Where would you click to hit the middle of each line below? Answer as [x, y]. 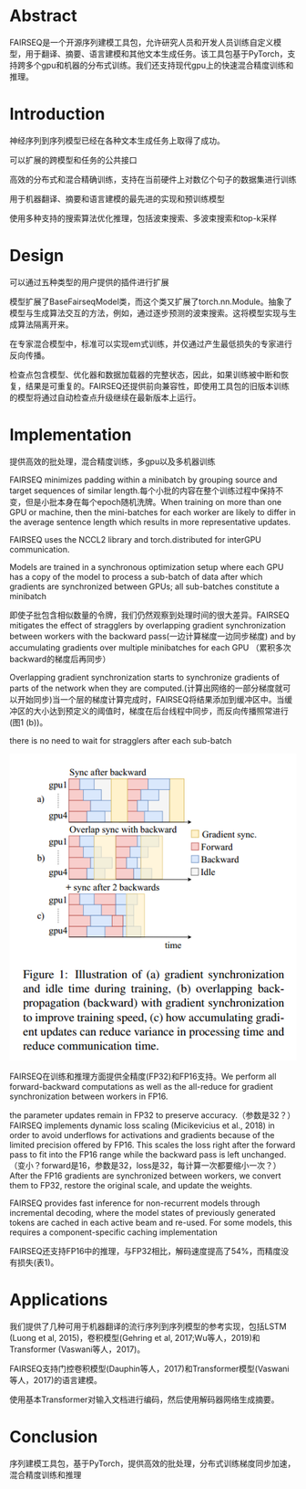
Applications [59, 1300]
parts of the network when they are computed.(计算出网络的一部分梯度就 [146, 688]
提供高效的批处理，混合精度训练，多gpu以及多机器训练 [112, 461]
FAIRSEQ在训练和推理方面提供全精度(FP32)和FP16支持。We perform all [143, 1077]
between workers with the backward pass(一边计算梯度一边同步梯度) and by [153, 636]
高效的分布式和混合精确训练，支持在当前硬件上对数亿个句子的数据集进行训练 [153, 179]
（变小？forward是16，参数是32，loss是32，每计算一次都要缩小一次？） [145, 1166]
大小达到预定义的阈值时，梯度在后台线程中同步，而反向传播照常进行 [161, 711]
